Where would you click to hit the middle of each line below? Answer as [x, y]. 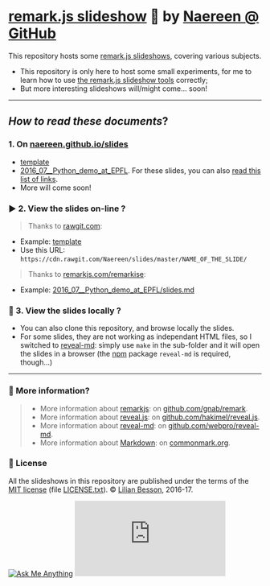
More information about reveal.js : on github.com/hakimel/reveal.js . [150, 417]
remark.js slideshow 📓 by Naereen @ [134, 17]
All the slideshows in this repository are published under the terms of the [129, 481]
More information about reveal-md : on [103, 425]
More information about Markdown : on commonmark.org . [135, 443]
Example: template [51, 241]
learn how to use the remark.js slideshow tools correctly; [114, 80]
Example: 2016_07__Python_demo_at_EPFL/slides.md [107, 290]
